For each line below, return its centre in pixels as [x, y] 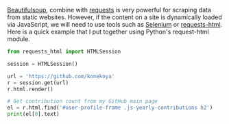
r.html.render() [30, 89]
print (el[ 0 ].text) [33, 114]
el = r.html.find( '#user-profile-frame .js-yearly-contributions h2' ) [110, 108]
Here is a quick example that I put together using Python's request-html [108, 32]
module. [19, 39]
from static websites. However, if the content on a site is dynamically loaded [115, 17]
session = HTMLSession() [43, 64]
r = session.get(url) [38, 83]
